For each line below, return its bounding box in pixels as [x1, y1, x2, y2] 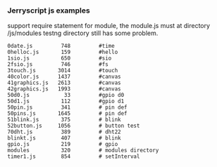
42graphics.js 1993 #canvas [7, 86, 121, 93]
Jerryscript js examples [7, 6, 90, 15]
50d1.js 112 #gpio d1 [7, 98, 125, 105]
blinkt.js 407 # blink [7, 135, 121, 142]
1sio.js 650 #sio [7, 55, 112, 62]
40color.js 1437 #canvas [7, 73, 121, 81]
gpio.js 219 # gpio [7, 141, 118, 148]
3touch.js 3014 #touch [7, 67, 118, 74]
